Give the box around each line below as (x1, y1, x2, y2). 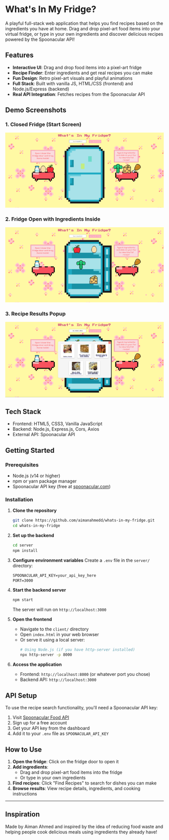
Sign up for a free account (12, 720, 67, 726)
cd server (12, 543, 34, 548)
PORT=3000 (12, 578, 34, 583)
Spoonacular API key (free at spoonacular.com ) (12, 483, 111, 489)
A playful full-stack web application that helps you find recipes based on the (5, 20, 163, 26)
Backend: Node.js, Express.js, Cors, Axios (12, 426, 100, 432)
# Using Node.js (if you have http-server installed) (20, 647, 135, 652)
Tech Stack (5, 407, 41, 416)
